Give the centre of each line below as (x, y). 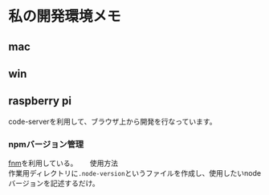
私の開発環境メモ (65, 16)
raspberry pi (40, 101)
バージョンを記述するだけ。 (54, 183)
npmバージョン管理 (46, 144)
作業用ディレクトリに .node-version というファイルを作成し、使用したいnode (135, 173)
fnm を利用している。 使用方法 (63, 163)
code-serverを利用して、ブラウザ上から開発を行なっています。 (112, 121)
